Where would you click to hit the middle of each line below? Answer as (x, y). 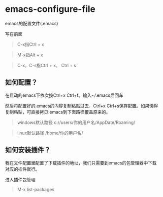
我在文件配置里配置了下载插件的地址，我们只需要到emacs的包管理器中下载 (81, 163)
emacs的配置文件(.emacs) (32, 23)
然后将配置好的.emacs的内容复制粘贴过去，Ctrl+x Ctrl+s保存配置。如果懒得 (82, 106)
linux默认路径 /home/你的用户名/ (50, 133)
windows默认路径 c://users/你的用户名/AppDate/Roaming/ (76, 122)
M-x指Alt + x (30, 55)
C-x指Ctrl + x (31, 44)
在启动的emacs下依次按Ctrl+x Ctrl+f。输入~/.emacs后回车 (64, 95)
